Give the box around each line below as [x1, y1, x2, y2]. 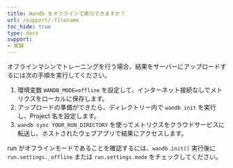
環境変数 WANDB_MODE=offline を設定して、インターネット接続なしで [17, 86, 211, 94]
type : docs [7, 29, 39, 37]
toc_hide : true [7, 23, 51, 30]
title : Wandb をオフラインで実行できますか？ [7, 10, 126, 17]
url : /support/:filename [7, 17, 79, 24]
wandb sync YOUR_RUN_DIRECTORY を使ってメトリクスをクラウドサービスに [17, 121, 225, 128]
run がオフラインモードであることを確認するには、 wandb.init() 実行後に [7, 144, 216, 152]
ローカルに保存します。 [41, 94, 109, 103]
